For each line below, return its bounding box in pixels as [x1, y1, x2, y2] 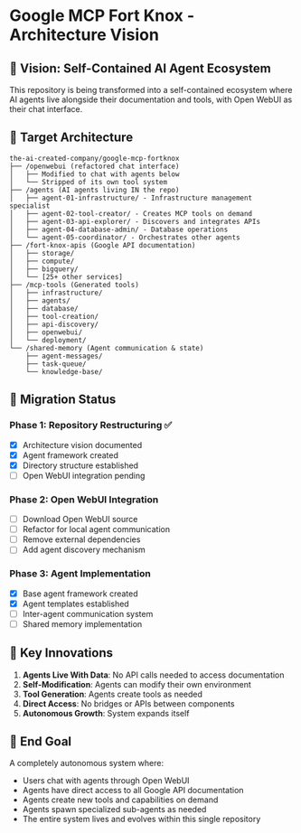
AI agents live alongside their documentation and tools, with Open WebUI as [9, 94, 293, 105]
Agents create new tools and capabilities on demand [22, 794, 219, 805]
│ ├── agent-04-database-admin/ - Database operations [9, 225, 229, 234]
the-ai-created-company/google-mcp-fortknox [9, 154, 180, 163]
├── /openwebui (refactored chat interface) [9, 162, 180, 171]
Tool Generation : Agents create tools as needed [22, 688, 203, 699]
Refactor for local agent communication [22, 524, 170, 535]
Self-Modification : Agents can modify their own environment [22, 679, 251, 689]
